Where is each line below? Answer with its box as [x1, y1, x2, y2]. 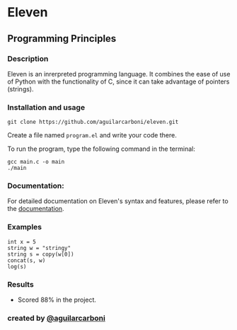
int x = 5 [7, 238, 37, 245]
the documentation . [7, 205, 65, 213]
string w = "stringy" [7, 244, 71, 251]
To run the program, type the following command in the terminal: [7, 144, 196, 153]
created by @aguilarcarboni [7, 313, 106, 323]
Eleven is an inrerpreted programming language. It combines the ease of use [7, 69, 231, 78]
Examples [7, 222, 42, 232]
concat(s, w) [7, 256, 46, 264]
